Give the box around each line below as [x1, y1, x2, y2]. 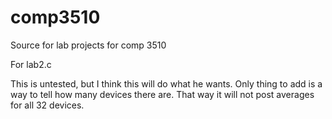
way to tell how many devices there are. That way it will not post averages [10, 88, 315, 100]
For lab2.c [10, 58, 52, 70]
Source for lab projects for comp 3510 [10, 39, 167, 51]
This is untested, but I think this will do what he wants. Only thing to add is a [10, 77, 323, 90]
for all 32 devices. [10, 99, 85, 111]
